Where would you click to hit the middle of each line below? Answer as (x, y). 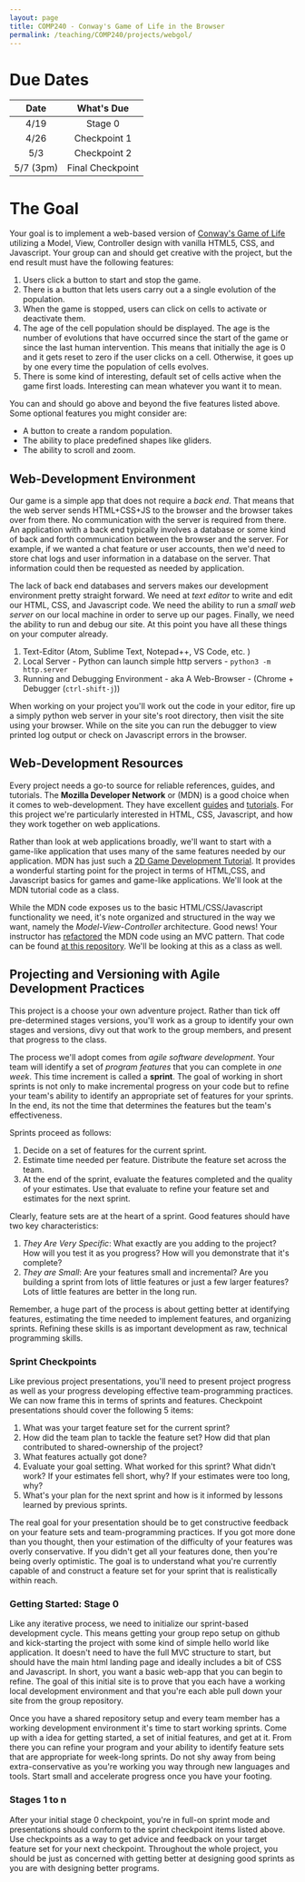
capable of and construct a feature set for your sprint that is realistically (143, 1571)
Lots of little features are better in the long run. (110, 1291)
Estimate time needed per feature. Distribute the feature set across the (154, 1159)
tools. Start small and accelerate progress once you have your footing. (141, 1777)
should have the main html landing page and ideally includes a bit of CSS (146, 1662)
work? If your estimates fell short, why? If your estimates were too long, (156, 1475)
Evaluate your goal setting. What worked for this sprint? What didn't (149, 1466)
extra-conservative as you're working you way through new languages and (150, 1767)
